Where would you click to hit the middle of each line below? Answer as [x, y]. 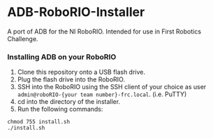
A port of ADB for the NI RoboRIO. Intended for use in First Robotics [104, 31]
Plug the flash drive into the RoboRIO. [71, 79]
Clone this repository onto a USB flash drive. [81, 72]
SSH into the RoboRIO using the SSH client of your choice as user [112, 87]
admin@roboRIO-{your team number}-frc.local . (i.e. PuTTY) [102, 94]
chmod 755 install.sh [39, 122]
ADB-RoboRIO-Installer [76, 12]
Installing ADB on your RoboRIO [62, 56]
